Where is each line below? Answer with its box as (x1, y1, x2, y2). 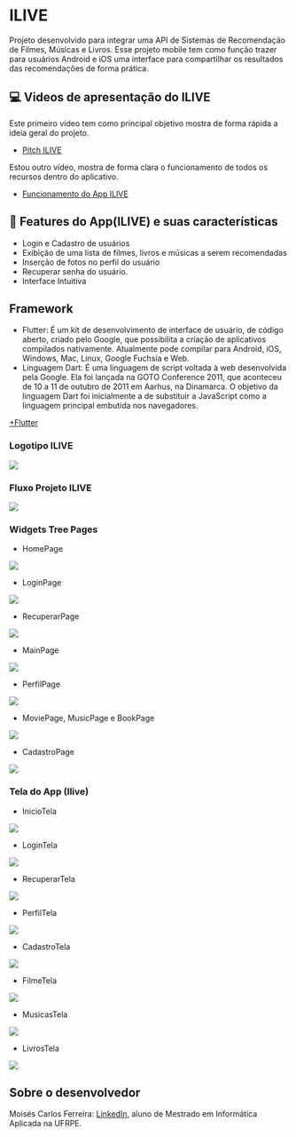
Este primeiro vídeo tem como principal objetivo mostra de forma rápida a (9, 117, 278, 129)
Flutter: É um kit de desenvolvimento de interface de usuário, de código (21, 325, 284, 336)
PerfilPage (21, 679, 60, 689)
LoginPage (21, 577, 62, 588)
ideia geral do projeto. (9, 127, 90, 138)
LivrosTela (21, 1043, 60, 1054)
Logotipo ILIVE (9, 440, 74, 452)
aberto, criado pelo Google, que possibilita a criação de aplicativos (21, 334, 267, 345)
